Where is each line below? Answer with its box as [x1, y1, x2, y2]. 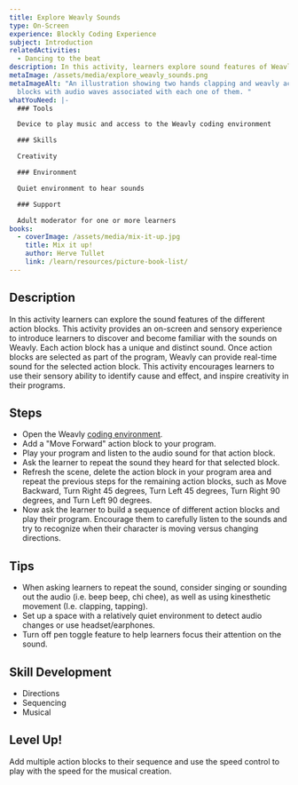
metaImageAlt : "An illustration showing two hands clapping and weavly [9, 79, 279, 88]
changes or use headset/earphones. [21, 620, 155, 630]
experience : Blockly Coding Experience [9, 29, 157, 38]
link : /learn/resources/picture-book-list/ [25, 258, 189, 266]
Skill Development [9, 664, 113, 679]
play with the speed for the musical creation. [9, 765, 172, 776]
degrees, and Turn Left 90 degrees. [21, 495, 153, 506]
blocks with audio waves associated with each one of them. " [17, 87, 252, 96]
